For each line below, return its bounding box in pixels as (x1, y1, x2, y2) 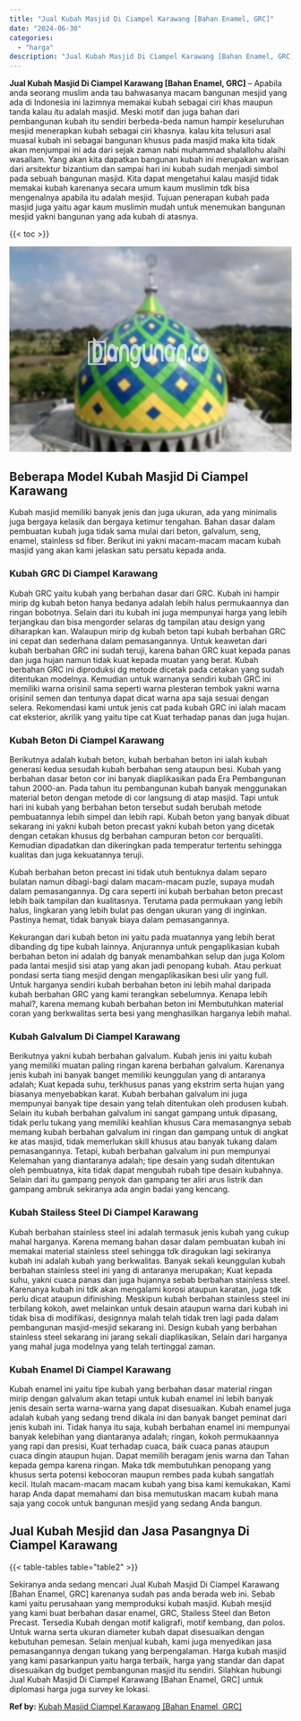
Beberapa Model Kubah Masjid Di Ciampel (9, 469, 249, 485)
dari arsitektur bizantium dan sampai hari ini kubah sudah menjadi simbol (9, 164, 279, 175)
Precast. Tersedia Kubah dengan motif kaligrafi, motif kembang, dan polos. (9, 1617, 286, 1628)
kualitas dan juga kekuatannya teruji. (9, 849, 144, 860)
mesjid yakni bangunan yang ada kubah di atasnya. (9, 211, 199, 222)
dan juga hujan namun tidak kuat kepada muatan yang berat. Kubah (9, 654, 259, 665)
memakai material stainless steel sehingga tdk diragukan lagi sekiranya (9, 1245, 271, 1256)
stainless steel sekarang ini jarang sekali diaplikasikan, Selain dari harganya (9, 1331, 288, 1342)
